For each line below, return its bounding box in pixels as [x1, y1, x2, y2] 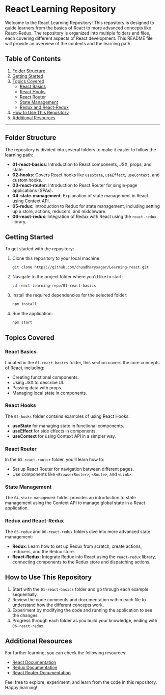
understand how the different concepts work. [12, 602, 104, 608]
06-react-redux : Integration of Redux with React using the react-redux [12, 214, 157, 219]
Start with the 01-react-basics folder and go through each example [12, 586, 149, 592]
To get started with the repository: [5, 246, 74, 252]
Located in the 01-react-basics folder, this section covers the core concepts [5, 359, 160, 365]
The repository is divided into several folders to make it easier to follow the [5, 146, 156, 153]
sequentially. [12, 591, 38, 597]
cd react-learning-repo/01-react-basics [12, 283, 96, 288]
